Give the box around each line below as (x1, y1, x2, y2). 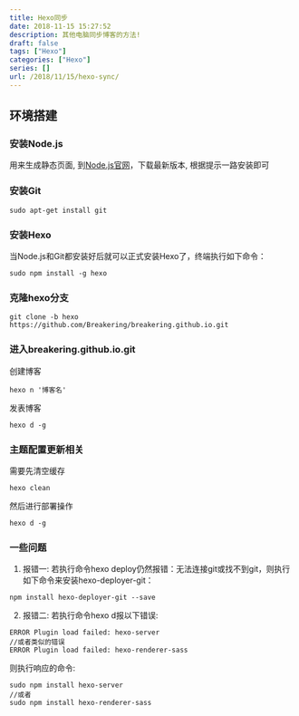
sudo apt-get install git (9, 206, 107, 215)
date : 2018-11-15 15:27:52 (9, 22, 111, 31)
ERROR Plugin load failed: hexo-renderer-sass (9, 645, 188, 655)
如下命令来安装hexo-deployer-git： (22, 575, 154, 585)
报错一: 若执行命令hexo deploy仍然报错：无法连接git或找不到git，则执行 (22, 564, 291, 575)
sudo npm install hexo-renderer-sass (9, 699, 152, 708)
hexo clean (9, 483, 51, 492)
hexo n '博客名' (9, 385, 67, 394)
